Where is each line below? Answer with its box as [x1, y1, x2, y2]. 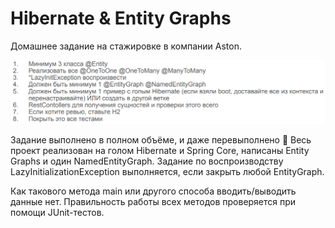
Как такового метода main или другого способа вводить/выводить [10, 185, 297, 197]
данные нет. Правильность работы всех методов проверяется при [10, 195, 297, 207]
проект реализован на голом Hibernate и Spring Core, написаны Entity [10, 144, 310, 156]
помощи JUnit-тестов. [10, 206, 105, 218]
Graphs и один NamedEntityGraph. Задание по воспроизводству [10, 155, 284, 167]
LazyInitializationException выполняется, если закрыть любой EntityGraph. [10, 165, 325, 177]
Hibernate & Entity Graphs [10, 7, 232, 30]
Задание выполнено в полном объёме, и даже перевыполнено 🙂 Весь [10, 133, 312, 146]
